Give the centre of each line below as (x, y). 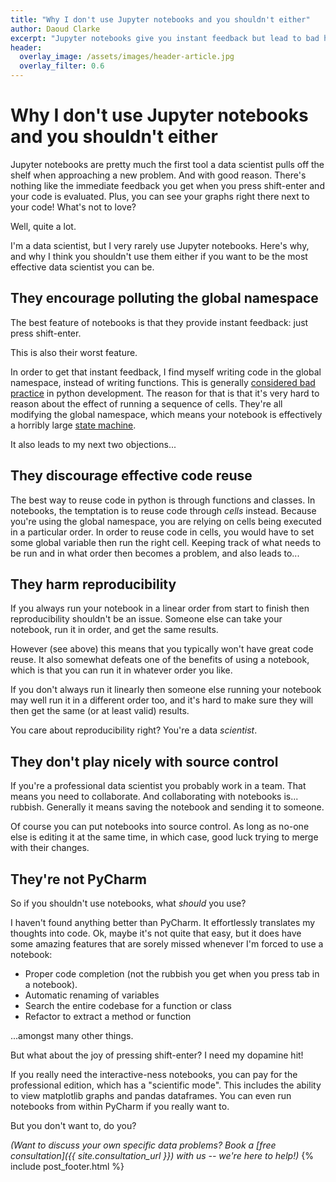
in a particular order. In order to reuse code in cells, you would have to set (162, 532)
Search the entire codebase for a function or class (128, 1005)
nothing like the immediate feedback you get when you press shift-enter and (167, 185)
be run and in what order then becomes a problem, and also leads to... (155, 553)
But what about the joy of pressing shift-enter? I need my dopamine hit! (157, 1055)
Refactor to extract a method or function (108, 1016)
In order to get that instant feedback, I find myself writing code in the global (166, 372)
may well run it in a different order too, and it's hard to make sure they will (162, 700)
